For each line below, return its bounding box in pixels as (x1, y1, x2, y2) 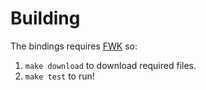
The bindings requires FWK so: (10, 40, 138, 52)
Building (10, 7, 81, 30)
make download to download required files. (24, 59, 197, 71)
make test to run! (24, 70, 95, 82)
